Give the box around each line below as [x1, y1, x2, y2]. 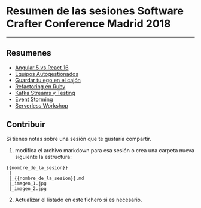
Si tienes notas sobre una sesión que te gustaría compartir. [6, 135, 151, 142]
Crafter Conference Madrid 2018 [6, 17, 172, 30]
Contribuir [6, 120, 46, 130]
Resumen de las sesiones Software [6, 4, 184, 18]
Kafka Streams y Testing [14, 89, 76, 96]
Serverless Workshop [14, 102, 69, 109]
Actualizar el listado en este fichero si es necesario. [14, 196, 142, 203]
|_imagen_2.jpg [8, 185, 47, 192]
